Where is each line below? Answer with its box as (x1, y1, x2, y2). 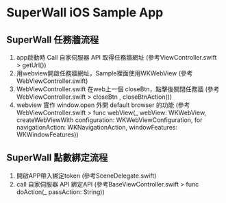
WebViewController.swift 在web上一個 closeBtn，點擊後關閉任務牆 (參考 (16, 85, 220, 93)
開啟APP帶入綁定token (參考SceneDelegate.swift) (16, 171, 157, 180)
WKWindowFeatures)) (16, 130, 79, 139)
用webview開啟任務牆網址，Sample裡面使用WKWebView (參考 (16, 69, 193, 77)
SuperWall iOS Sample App (6, 5, 164, 21)
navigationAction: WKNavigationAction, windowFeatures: (16, 123, 177, 131)
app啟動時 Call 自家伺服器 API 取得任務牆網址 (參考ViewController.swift (16, 53, 217, 61)
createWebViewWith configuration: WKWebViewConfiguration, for (16, 116, 203, 124)
